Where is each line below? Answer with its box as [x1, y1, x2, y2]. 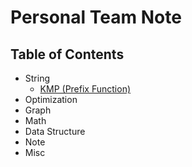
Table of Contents [10, 46, 125, 63]
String [24, 72, 51, 84]
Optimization [24, 94, 78, 105]
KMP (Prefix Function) [39, 83, 132, 95]
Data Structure [24, 126, 86, 137]
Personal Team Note [10, 6, 182, 29]
